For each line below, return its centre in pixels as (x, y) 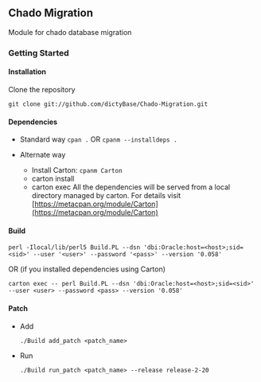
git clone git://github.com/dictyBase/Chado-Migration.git (108, 104)
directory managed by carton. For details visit (106, 196)
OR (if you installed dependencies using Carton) (87, 269)
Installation (27, 72)
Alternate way (43, 155)
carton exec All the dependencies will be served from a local (131, 187)
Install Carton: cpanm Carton (77, 170)
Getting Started (39, 53)
